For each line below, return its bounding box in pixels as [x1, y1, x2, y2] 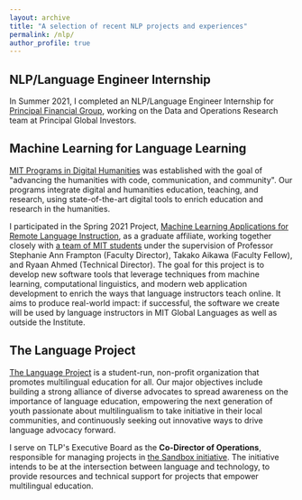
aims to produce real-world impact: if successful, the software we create [9, 297, 280, 308]
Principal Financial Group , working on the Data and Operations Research [9, 106, 279, 116]
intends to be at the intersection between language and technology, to [9, 461, 270, 472]
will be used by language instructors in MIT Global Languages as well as [9, 307, 278, 318]
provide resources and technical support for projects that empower [9, 470, 259, 481]
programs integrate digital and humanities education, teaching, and [9, 184, 259, 195]
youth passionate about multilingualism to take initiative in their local [9, 405, 263, 416]
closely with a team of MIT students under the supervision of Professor [9, 240, 274, 251]
